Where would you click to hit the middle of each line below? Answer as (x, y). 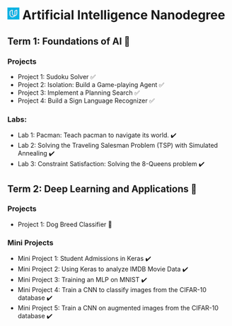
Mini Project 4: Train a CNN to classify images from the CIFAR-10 (112, 290)
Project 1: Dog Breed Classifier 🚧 (65, 224)
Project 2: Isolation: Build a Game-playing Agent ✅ (91, 84)
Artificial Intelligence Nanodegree (124, 15)
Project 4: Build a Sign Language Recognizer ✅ (86, 100)
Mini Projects (30, 243)
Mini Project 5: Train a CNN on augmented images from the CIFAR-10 (118, 308)
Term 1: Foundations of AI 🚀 (69, 41)
